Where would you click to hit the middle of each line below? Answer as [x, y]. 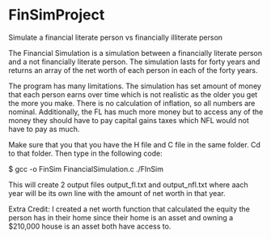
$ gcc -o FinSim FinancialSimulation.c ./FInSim [86, 169]
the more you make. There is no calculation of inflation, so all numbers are [132, 103]
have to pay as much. [44, 129]
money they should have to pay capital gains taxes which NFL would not [129, 120]
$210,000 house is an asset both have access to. [90, 226]
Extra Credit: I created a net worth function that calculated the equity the [129, 209]
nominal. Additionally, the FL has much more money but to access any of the [136, 112]
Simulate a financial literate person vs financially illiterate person [116, 37]
